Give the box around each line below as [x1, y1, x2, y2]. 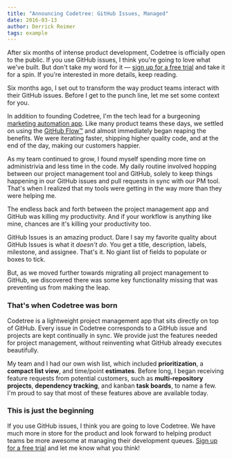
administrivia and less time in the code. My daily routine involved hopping [7, 162, 217, 170]
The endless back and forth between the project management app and [7, 205, 209, 213]
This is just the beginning [7, 406, 94, 415]
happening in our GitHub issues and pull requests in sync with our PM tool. [7, 177, 220, 186]
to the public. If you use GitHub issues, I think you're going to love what [7, 56, 211, 64]
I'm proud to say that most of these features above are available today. [7, 388, 209, 397]
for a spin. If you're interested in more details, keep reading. [7, 71, 178, 79]
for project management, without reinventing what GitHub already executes [7, 339, 222, 347]
